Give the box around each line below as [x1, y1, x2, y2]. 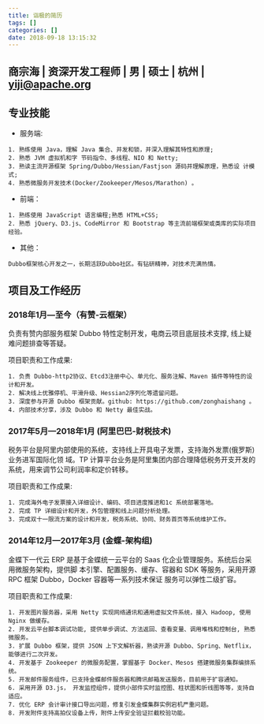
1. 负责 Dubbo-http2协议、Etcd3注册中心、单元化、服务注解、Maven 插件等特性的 [8, 372, 247, 381]
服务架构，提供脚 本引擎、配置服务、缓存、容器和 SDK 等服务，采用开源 [21, 565, 256, 574]
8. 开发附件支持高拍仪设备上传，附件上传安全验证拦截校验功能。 [8, 709, 189, 717]
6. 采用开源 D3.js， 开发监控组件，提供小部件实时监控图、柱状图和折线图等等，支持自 [8, 684, 255, 692]
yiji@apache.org [8, 77, 92, 91]
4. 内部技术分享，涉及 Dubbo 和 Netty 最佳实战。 [8, 406, 157, 414]
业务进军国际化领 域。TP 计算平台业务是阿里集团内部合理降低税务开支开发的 [8, 455, 256, 465]
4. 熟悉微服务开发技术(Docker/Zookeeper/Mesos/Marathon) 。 [8, 179, 198, 188]
